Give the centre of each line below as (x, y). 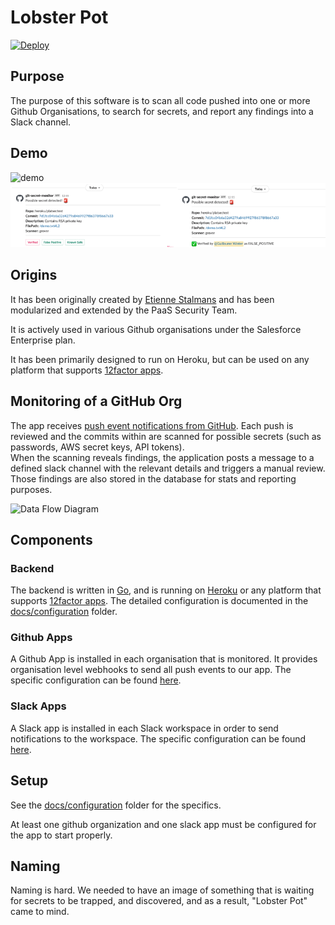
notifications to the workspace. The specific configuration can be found (158, 738)
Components (51, 539)
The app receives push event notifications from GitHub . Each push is (152, 425)
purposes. (31, 489)
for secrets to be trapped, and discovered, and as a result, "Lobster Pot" (159, 901)
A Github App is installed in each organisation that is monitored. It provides (164, 659)
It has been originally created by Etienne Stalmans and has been (142, 299)
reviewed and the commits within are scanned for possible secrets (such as (166, 436)
